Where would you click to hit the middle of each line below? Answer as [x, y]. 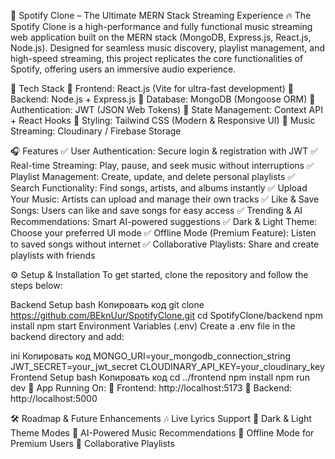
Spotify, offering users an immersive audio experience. [123, 69]
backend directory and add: [67, 336]
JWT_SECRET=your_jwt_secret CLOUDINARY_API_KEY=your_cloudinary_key [167, 366]
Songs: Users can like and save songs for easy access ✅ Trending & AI [156, 210]
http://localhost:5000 [54, 398]
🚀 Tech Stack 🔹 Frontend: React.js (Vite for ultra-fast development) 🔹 [152, 88]
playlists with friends [53, 255]
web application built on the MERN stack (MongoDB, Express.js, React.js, [161, 37]
